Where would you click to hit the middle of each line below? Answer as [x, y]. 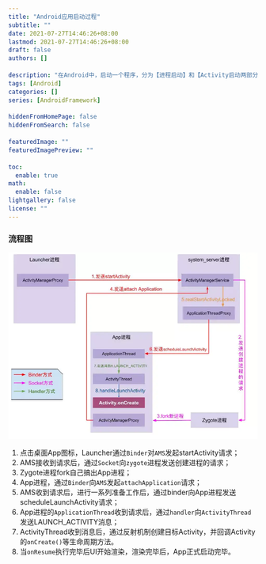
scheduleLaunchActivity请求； [70, 502]
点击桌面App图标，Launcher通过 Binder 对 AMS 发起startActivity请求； [129, 453]
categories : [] [33, 92]
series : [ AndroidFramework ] [55, 100]
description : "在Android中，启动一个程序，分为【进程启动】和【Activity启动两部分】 [135, 75]
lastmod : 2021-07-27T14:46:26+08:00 [68, 42]
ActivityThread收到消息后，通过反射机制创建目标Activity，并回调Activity [137, 532]
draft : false [30, 50]
